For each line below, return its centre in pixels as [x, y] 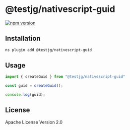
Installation [23, 38]
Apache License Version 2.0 [34, 122]
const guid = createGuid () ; [34, 86]
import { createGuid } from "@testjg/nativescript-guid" [65, 77]
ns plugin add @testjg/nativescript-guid [49, 50]
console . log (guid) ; [25, 95]
